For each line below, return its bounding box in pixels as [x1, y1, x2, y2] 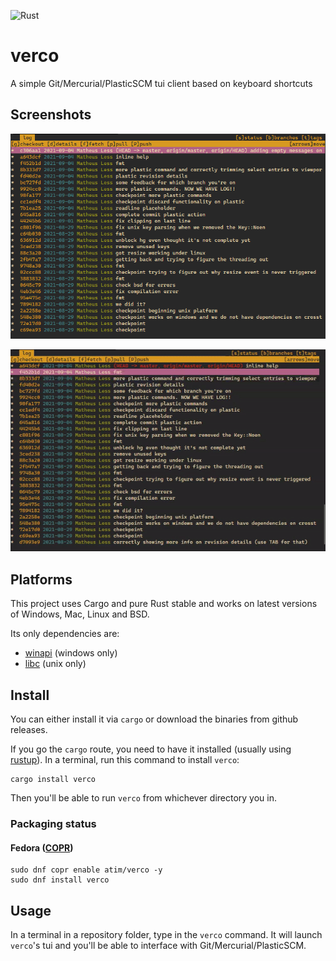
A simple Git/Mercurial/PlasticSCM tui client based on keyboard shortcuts [10, 77, 313, 89]
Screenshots [10, 106, 92, 124]
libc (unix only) [24, 658, 87, 670]
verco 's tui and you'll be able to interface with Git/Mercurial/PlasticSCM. [10, 939, 307, 951]
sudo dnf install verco [10, 875, 110, 885]
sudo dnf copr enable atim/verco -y [10, 865, 163, 875]
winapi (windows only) [24, 647, 118, 659]
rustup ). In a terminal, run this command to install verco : [10, 754, 240, 765]
